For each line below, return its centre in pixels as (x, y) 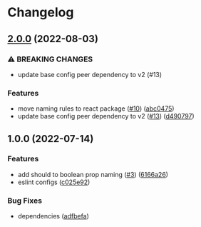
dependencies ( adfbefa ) (53, 216)
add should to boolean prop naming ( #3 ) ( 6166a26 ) (93, 174)
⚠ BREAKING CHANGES (50, 59)
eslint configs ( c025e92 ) (54, 182)
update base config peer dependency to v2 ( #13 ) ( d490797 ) (106, 116)
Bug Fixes (25, 201)
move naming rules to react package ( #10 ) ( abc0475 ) (96, 109)
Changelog (41, 12)
